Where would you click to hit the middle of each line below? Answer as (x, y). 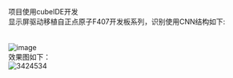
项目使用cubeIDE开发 (43, 12)
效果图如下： (29, 57)
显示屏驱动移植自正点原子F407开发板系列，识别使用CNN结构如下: (117, 21)
